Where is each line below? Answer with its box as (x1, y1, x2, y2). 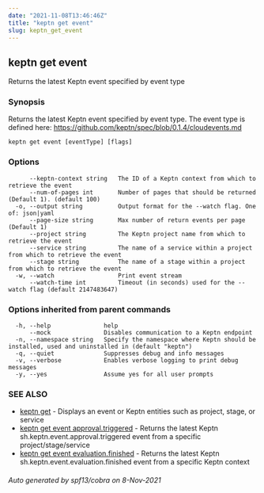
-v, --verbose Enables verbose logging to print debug (15, 357, 239, 365)
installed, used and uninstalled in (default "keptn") (8, 342, 193, 351)
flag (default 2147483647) (28, 285, 119, 293)
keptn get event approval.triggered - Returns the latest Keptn (19, 423, 219, 433)
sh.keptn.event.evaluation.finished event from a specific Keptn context (19, 457, 251, 467)
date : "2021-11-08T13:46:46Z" (8, 11, 108, 20)
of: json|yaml (8, 209, 55, 217)
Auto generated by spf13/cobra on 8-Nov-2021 (8, 475, 161, 484)
